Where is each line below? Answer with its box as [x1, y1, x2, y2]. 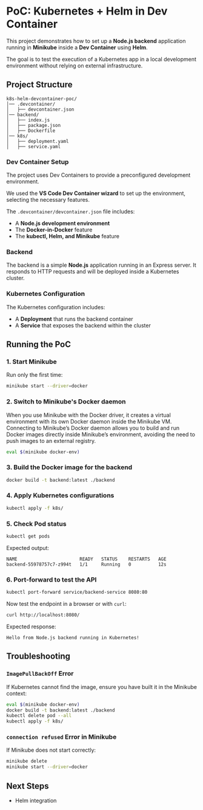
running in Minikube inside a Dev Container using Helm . [6, 44, 148, 51]
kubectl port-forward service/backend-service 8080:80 [6, 589, 148, 595]
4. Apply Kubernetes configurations [6, 491, 115, 499]
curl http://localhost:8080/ [6, 612, 80, 618]
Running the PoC [6, 339, 72, 350]
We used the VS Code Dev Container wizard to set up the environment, [6, 190, 186, 197]
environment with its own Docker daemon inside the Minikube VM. [6, 417, 172, 425]
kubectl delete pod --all [6, 713, 72, 719]
